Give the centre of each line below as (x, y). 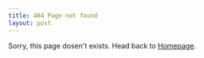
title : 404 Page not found (53, 15)
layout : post (30, 23)
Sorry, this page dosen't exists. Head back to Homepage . (102, 45)
